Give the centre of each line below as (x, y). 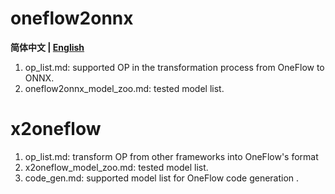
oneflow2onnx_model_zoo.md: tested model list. (124, 88)
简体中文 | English (47, 47)
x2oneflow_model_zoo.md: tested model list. (116, 167)
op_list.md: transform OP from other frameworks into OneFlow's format (171, 156)
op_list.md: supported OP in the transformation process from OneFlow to (174, 67)
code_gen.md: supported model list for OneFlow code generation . (162, 178)
